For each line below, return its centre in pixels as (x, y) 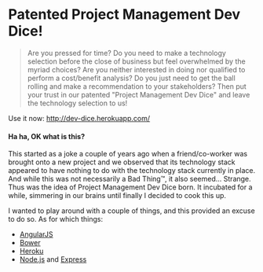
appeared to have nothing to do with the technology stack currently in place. (132, 171)
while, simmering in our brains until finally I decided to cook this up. (117, 196)
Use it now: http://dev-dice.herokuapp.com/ (79, 118)
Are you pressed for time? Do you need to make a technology (126, 53)
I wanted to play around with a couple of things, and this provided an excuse (131, 211)
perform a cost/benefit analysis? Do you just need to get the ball (131, 78)
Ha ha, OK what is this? (46, 136)
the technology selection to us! (77, 103)
